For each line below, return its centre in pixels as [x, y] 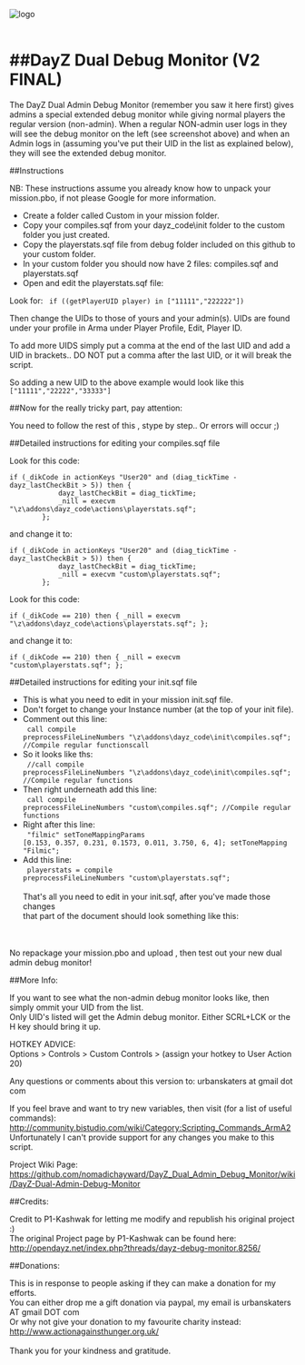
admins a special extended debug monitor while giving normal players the [148, 114]
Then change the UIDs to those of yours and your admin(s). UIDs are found [150, 318]
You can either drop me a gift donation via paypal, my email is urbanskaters [151, 1302]
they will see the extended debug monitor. [88, 153]
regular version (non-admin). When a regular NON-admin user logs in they [148, 124]
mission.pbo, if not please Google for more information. [113, 198]
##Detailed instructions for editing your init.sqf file [103, 682]
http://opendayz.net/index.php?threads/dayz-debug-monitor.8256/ [135, 1248]
